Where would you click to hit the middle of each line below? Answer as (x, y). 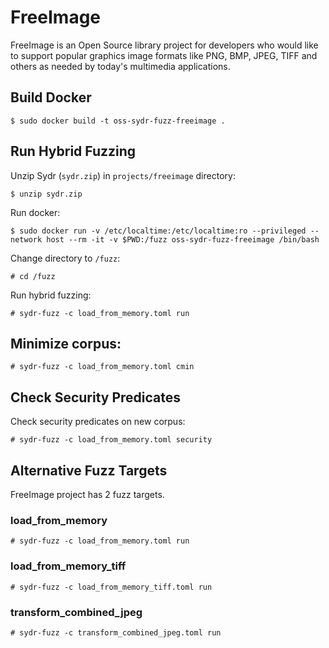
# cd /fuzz (33, 276)
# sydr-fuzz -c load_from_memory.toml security (111, 440)
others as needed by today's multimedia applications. (120, 66)
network (26, 239)
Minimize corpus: (66, 343)
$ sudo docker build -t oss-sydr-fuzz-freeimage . (118, 121)
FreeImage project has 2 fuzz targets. (87, 494)
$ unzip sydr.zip (46, 194)
